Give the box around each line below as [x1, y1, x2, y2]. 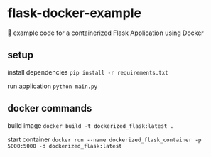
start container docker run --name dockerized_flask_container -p [7, 135, 202, 144]
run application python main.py [7, 82, 98, 90]
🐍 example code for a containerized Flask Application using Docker [7, 28, 204, 37]
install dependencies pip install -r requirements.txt [7, 67, 168, 76]
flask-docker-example [7, 5, 142, 21]
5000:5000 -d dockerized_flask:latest [7, 142, 122, 150]
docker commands [7, 102, 92, 114]
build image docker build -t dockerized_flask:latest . [7, 121, 174, 129]
